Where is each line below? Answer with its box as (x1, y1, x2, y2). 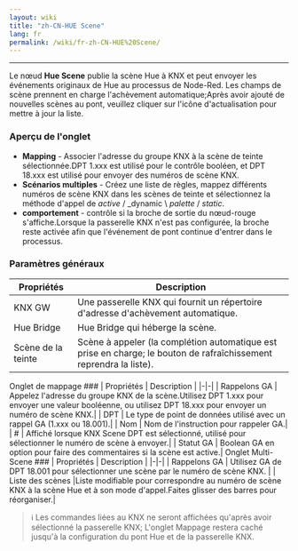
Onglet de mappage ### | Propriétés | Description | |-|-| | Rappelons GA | (9, 380, 278, 391)
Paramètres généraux (9, 258, 105, 270)
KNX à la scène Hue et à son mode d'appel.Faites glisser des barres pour (9, 484, 278, 495)
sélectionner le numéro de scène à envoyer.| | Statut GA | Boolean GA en (9, 437, 275, 448)
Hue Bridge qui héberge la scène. (77, 321, 217, 333)
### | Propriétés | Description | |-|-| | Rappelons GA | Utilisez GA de (34, 456, 282, 467)
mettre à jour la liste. (9, 108, 84, 119)
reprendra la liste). (77, 357, 153, 370)
